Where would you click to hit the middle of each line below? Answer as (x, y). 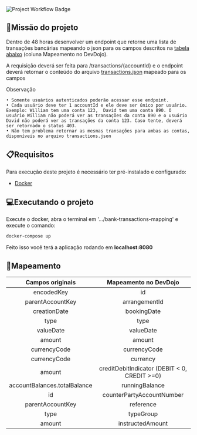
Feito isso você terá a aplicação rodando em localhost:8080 (79, 247)
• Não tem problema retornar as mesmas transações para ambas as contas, (98, 131)
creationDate (51, 311)
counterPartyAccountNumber (143, 395)
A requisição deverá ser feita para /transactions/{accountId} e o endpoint (95, 65)
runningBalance (143, 385)
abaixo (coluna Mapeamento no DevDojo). (57, 54)
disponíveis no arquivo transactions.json (59, 136)
